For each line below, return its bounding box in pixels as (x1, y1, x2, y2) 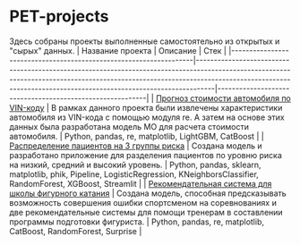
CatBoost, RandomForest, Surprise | (9, 225, 142, 236)
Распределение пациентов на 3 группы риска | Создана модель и (9, 140, 262, 151)
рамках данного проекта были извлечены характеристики (57, 102, 283, 113)
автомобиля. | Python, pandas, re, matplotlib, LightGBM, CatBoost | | (9, 131, 264, 141)
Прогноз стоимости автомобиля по (155, 92, 291, 104)
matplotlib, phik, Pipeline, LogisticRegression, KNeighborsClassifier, (9, 168, 260, 180)
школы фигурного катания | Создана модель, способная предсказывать (9, 188, 287, 199)
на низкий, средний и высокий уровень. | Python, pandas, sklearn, (9, 159, 261, 170)
